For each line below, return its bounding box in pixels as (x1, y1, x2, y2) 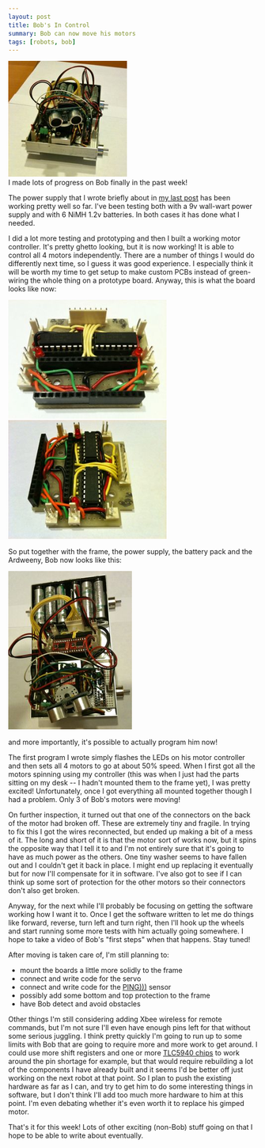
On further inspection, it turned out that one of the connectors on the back (8, 810, 251, 819)
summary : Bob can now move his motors (8, 29, 136, 37)
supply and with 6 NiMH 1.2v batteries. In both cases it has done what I (8, 210, 240, 219)
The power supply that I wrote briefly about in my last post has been (8, 193, 231, 203)
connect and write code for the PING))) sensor (19, 983, 172, 992)
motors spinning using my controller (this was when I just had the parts (8, 770, 240, 779)
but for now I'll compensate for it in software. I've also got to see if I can (8, 869, 243, 879)
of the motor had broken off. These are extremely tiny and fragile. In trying (8, 819, 251, 828)
